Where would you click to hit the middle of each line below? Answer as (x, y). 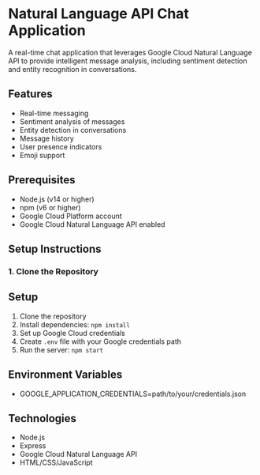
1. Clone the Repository (53, 271)
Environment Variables (65, 375)
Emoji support (42, 155)
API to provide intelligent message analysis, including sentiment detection (128, 61)
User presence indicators (61, 146)
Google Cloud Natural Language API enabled (92, 224)
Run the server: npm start (61, 349)
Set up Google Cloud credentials (72, 333)
